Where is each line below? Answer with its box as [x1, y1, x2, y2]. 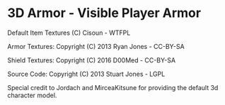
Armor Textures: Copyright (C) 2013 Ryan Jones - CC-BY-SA [7, 42, 185, 50]
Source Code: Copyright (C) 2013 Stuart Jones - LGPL [7, 70, 166, 78]
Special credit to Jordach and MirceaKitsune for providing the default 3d [7, 83, 219, 92]
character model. [7, 91, 57, 99]
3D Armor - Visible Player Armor [7, 5, 202, 21]
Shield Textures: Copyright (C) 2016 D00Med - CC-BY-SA [7, 55, 175, 65]
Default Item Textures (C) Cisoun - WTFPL [7, 28, 131, 37]
